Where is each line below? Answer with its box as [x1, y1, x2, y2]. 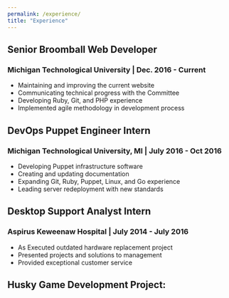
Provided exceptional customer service [17, 258, 133, 267]
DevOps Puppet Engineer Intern [7, 124, 151, 136]
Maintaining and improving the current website [17, 81, 155, 90]
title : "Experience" [7, 17, 69, 24]
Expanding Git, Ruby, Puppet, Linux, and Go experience [17, 177, 181, 185]
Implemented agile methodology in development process [17, 104, 185, 113]
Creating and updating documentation [17, 169, 129, 178]
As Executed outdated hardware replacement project [17, 243, 173, 252]
